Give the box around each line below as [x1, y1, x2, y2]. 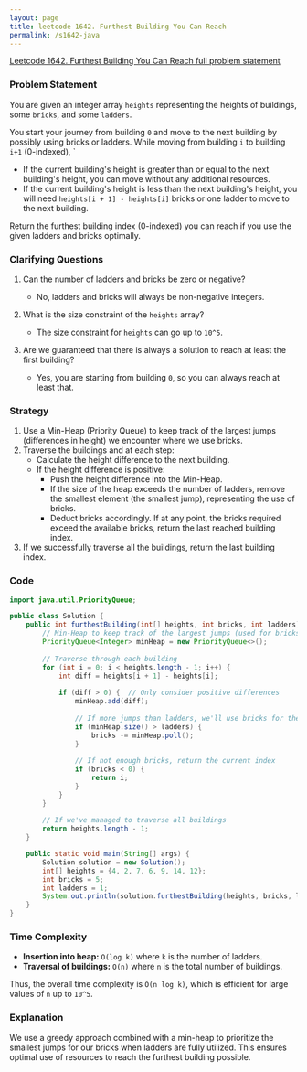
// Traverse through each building [42, 654, 178, 663]
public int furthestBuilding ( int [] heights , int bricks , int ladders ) [26, 620, 301, 629]
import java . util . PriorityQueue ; [9, 595, 137, 605]
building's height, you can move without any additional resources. [22, 173, 271, 184]
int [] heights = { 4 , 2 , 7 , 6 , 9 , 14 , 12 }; [42, 866, 206, 875]
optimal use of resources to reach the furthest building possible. [9, 1051, 251, 1062]
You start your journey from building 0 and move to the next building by [9, 126, 277, 137]
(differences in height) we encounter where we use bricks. [22, 435, 244, 446]
